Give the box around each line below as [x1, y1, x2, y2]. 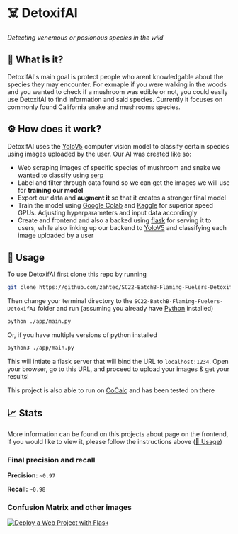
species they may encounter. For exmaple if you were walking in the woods [7, 80, 227, 89]
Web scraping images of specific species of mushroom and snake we [17, 163, 221, 171]
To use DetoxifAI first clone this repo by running [7, 270, 147, 279]
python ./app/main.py [7, 318, 72, 325]
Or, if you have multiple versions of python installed [7, 331, 157, 339]
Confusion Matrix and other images [7, 503, 132, 513]
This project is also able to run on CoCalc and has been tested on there [7, 386, 215, 394]
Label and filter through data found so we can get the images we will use [17, 178, 230, 187]
